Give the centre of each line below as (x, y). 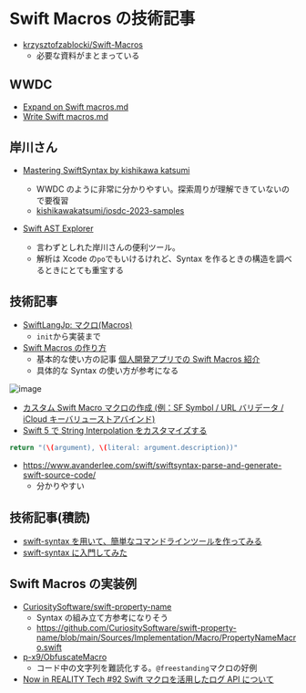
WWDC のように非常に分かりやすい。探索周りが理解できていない (159, 189)
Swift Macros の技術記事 (102, 19)
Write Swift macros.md (66, 116)
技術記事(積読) (50, 517)
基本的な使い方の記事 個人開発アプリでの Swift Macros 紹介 (148, 359)
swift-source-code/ (59, 475)
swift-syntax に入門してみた (75, 552)
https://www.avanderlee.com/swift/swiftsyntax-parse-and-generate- (152, 466)
